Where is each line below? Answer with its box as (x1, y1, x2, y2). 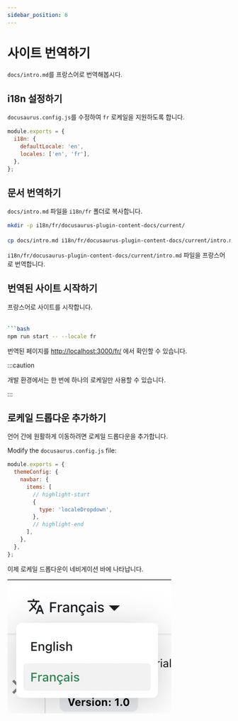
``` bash (7, 325, 30, 332)
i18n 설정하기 (7, 92, 62, 104)
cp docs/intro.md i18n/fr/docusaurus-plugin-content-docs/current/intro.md (7, 237, 236, 244)
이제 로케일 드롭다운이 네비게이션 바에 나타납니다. (7, 565, 144, 573)
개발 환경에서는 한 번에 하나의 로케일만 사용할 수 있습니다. (7, 375, 166, 384)
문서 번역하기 (7, 187, 62, 199)
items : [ (25, 483, 52, 490)
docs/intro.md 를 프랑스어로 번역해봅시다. (7, 70, 123, 78)
